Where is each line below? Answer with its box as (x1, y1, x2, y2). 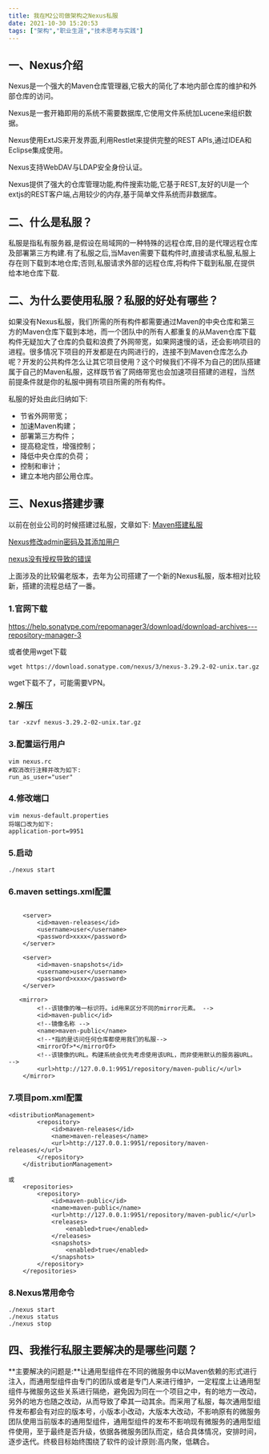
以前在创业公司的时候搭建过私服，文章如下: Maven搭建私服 (8, 519, 203, 530)
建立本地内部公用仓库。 (19, 471, 98, 481)
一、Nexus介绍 (8, 58, 84, 72)
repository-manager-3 (8, 630, 82, 640)
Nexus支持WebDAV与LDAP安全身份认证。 (8, 162, 147, 173)
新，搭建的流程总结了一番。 (8, 581, 100, 591)
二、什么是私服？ (8, 215, 93, 229)
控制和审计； (19, 461, 62, 470)
